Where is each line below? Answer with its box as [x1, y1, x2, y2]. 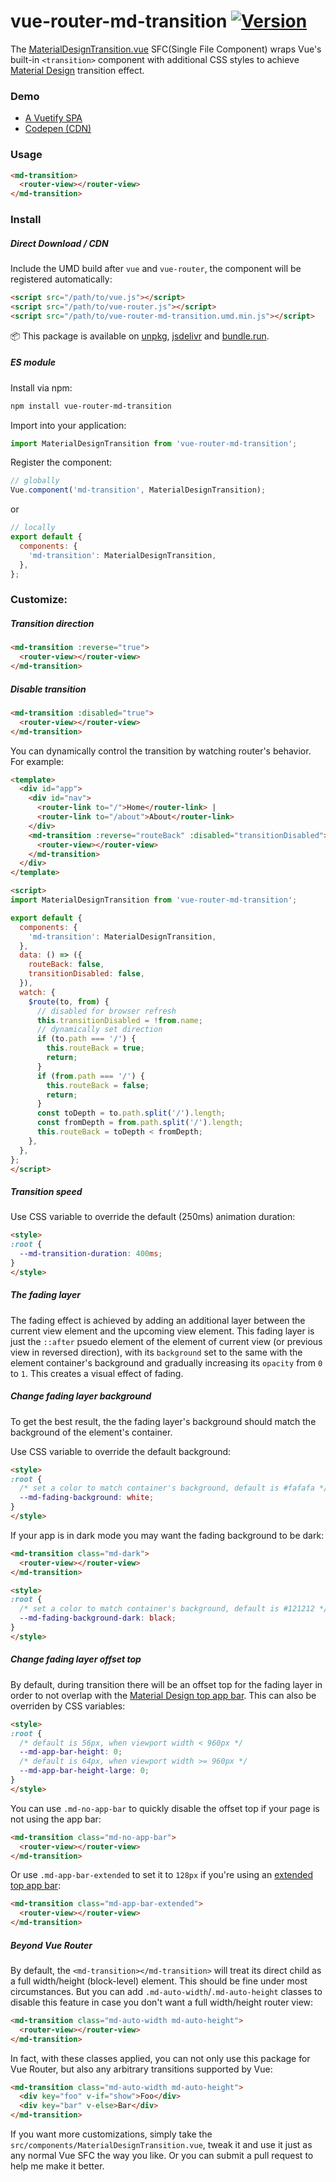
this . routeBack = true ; [46, 1043, 145, 1054]
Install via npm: [10, 381, 73, 394]
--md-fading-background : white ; [19, 1493, 155, 1503]
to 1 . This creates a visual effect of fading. [10, 1367, 184, 1379]
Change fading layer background [10, 1390, 152, 1402]
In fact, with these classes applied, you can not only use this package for [10, 2052, 311, 2064]
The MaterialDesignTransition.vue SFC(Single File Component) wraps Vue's [10, 43, 322, 55]
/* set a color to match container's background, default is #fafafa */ [19, 1483, 329, 1494]
